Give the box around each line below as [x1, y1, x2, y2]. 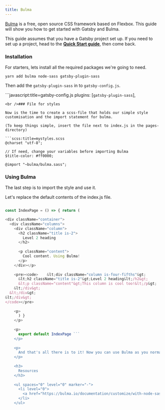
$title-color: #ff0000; [5, 153, 54, 158]
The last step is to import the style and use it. [5, 185, 97, 190]
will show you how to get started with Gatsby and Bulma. [5, 26, 120, 32]
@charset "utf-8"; [5, 140, 43, 146]
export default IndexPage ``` [18, 332, 80, 336]
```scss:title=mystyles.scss [5, 136, 65, 141]
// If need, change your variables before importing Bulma [5, 149, 129, 154]
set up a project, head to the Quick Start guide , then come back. [5, 40, 137, 47]
